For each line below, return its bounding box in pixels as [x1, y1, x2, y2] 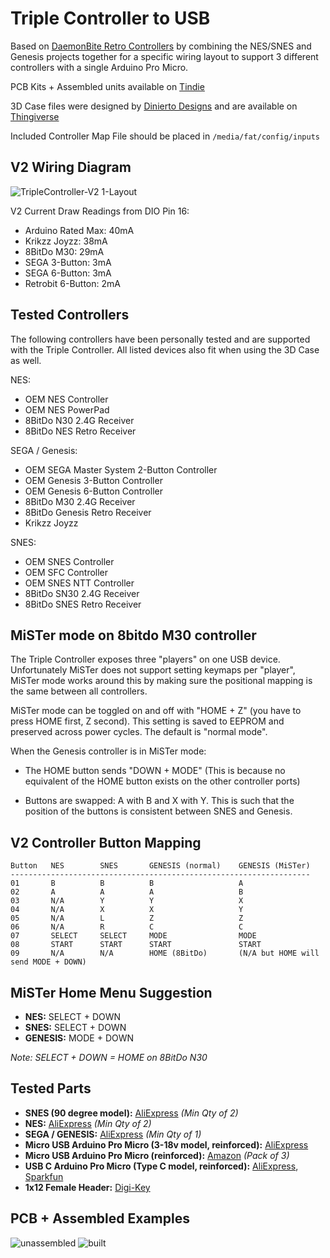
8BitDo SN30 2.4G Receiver [24, 587, 140, 599]
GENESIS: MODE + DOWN [24, 1032, 135, 1044]
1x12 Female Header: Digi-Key [24, 1181, 151, 1193]
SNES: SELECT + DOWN [24, 1022, 127, 1033]
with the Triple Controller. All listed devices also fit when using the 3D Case [10, 343, 320, 356]
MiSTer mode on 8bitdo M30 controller [10, 627, 257, 644]
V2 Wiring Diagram [10, 159, 132, 176]
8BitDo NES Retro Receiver [24, 425, 137, 437]
